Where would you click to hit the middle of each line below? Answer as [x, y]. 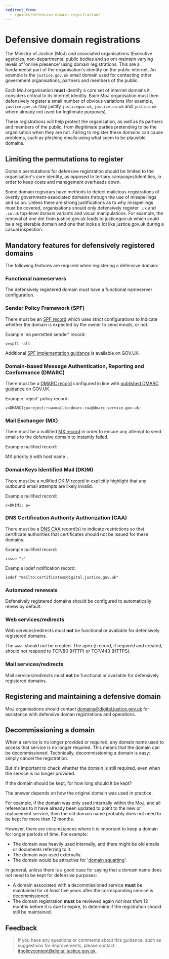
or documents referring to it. [42, 849]
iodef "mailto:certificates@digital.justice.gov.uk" [62, 577]
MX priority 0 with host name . [37, 456]
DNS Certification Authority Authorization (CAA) [66, 518]
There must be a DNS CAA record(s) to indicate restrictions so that [75, 529]
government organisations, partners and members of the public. [72, 80]
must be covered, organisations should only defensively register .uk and [80, 208]
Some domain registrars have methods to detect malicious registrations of [82, 192]
